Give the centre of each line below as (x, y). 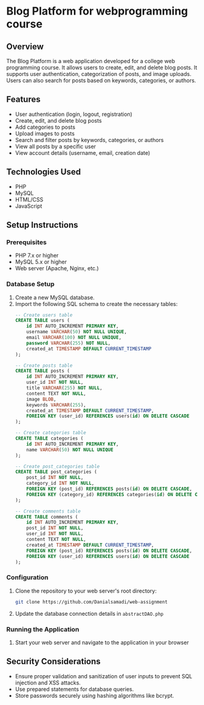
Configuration (27, 577)
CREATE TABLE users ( (42, 321)
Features (23, 99)
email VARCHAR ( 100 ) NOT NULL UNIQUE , (74, 338)
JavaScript (29, 206)
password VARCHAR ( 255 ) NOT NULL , (69, 343)
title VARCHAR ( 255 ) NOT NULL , (64, 388)
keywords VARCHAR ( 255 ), (56, 405)
